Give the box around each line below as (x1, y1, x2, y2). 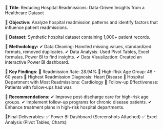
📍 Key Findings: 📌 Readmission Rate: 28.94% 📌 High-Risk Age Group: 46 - (5, 69, 156, 75)
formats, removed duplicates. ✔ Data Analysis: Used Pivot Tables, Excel (5, 49, 149, 54)
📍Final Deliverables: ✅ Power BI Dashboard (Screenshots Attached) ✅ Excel (5, 114, 158, 120)
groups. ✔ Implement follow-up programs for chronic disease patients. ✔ (5, 99, 152, 105)
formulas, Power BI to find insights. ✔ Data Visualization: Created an (5, 54, 142, 60)
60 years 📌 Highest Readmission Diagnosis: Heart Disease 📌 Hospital (5, 74, 144, 79)
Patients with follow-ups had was (5, 84, 72, 90)
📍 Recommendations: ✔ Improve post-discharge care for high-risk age (5, 94, 149, 100)
